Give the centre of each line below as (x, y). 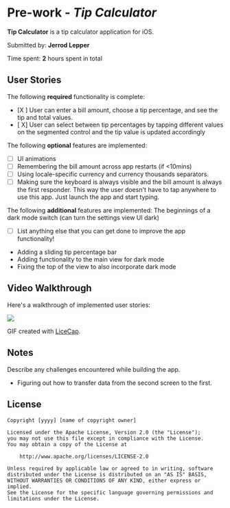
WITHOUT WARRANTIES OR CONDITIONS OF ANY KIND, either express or (104, 480)
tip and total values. (45, 117)
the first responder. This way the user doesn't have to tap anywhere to (116, 190)
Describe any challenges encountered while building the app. (94, 369)
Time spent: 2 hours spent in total (55, 58)
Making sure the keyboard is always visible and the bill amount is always (119, 182)
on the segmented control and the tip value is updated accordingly (111, 131)
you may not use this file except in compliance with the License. (106, 438)
